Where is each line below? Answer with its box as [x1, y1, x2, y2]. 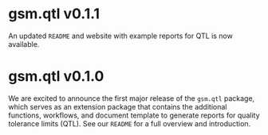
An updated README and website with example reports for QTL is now [8, 31, 233, 40]
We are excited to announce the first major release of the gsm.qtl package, [8, 93, 255, 103]
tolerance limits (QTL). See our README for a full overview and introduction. [8, 118, 251, 128]
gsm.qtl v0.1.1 [8, 5, 100, 23]
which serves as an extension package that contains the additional [8, 102, 227, 111]
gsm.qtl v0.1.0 [8, 67, 104, 86]
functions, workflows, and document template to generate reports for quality [8, 110, 261, 120]
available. [8, 39, 40, 48]
